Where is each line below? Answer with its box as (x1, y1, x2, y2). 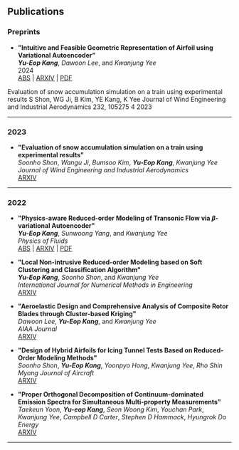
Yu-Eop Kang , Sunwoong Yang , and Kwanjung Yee (17, 229, 168, 238)
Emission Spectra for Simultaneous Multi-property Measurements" (17, 398, 222, 407)
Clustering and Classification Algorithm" (17, 266, 141, 274)
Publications (7, 6, 65, 18)
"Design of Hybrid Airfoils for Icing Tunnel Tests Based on (17, 346, 193, 355)
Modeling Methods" (36, 354, 97, 362)
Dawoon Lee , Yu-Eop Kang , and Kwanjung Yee (17, 317, 156, 326)
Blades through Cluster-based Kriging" (17, 310, 137, 318)
